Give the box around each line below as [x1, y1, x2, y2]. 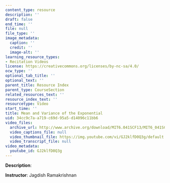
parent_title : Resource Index [5, 82, 69, 87]
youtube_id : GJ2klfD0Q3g [10, 149, 62, 154]
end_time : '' [5, 21, 33, 27]
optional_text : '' [5, 78, 44, 83]
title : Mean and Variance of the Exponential [5, 111, 103, 116]
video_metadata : [5, 144, 39, 149]
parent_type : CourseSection [5, 87, 65, 93]
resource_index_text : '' [5, 97, 58, 102]
